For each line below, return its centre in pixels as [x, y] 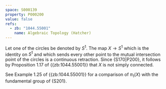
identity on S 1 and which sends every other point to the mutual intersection [83, 54]
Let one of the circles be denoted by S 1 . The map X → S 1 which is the [77, 48]
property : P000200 [24, 14]
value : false [19, 19]
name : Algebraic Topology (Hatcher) [53, 33]
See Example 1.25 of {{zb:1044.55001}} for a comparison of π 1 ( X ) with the [82, 75]
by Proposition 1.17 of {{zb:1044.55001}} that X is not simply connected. [79, 65]
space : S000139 [21, 10]
